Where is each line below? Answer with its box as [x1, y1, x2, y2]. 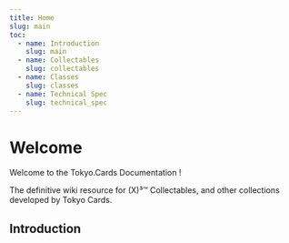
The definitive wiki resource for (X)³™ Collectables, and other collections [9, 185, 280, 196]
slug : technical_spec [25, 97, 107, 107]
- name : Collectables [17, 56, 100, 65]
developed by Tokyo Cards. [9, 195, 113, 206]
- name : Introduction [17, 38, 100, 48]
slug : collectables [25, 65, 100, 74]
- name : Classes [17, 73, 79, 82]
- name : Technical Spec [17, 89, 107, 98]
